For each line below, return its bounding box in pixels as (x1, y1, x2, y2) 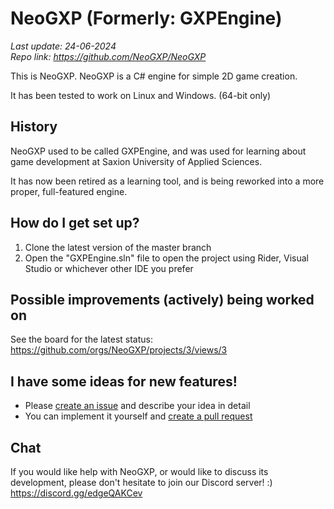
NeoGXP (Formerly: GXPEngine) (10, 7, 283, 30)
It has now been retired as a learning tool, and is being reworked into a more (10, 175, 325, 187)
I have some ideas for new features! (10, 373, 238, 390)
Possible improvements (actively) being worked (10, 291, 315, 308)
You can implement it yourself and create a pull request (24, 410, 253, 422)
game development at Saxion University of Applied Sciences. (10, 155, 263, 167)
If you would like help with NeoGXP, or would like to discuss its (10, 466, 269, 477)
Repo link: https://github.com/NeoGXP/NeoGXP (10, 50, 207, 62)
